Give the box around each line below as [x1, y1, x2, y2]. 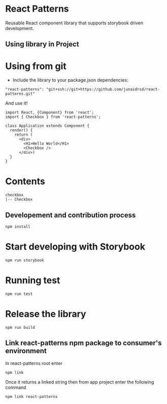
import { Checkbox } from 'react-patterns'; [5, 115, 101, 120]
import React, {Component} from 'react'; [5, 110, 94, 115]
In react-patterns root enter [5, 360, 62, 366]
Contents [5, 176, 46, 187]
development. [5, 25, 34, 31]
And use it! [5, 100, 28, 107]
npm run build [5, 325, 36, 330]
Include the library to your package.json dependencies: [12, 77, 128, 83]
